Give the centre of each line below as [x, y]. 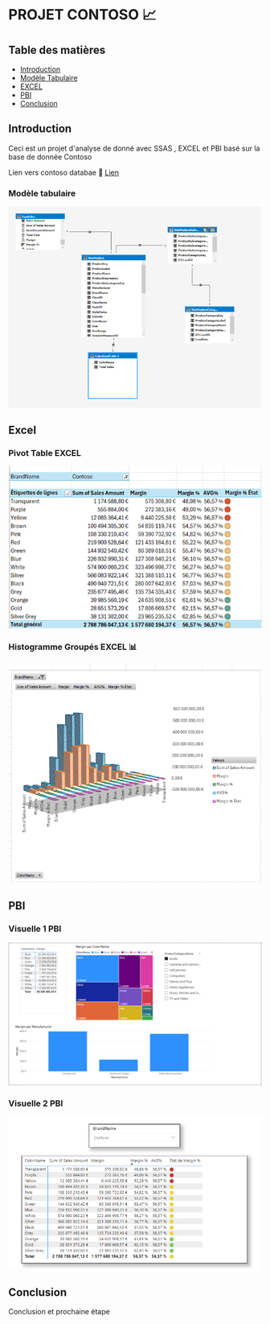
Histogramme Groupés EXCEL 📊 [73, 647]
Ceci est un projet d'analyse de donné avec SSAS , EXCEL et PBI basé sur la [134, 148]
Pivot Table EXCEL [45, 453]
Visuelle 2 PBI [36, 1103]
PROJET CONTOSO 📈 [82, 15]
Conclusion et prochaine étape [59, 1312]
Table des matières [57, 50]
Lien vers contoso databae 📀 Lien [63, 172]
